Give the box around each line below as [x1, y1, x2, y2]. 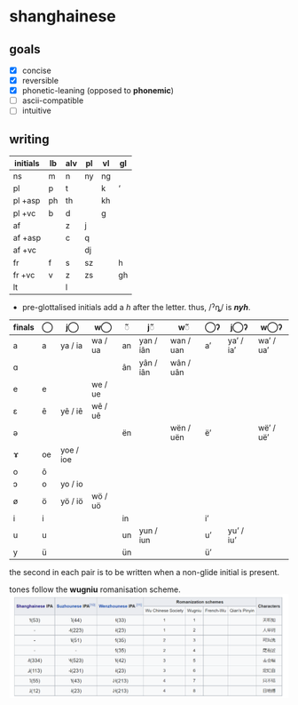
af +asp [12, 233, 42, 244]
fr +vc [12, 269, 35, 280]
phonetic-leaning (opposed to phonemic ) [21, 85, 175, 96]
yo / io [60, 478, 83, 490]
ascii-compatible [21, 95, 84, 106]
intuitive [21, 105, 51, 116]
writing [9, 132, 50, 147]
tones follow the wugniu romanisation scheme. [9, 584, 182, 595]
